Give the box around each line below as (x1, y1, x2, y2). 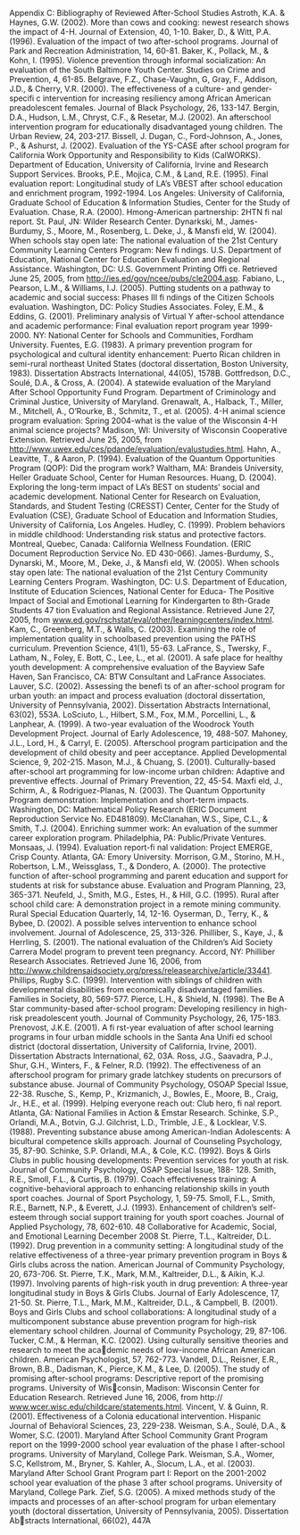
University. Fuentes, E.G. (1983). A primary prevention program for (9, 339, 253, 350)
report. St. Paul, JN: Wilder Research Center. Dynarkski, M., (9, 216, 229, 227)
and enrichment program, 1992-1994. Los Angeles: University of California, (9, 187, 286, 198)
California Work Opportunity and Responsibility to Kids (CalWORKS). (9, 150, 262, 160)
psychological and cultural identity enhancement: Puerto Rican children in (9, 349, 281, 360)
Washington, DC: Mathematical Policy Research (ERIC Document (9, 804, 247, 815)
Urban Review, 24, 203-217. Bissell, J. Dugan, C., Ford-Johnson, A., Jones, (9, 131, 283, 141)
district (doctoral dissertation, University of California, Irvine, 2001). (9, 1041, 257, 1051)
